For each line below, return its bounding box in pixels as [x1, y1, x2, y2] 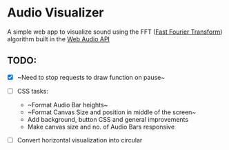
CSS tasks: [17, 87, 48, 95]
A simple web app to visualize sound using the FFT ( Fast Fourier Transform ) [7, 28, 223, 36]
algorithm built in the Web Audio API [7, 34, 110, 43]
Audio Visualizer [7, 5, 104, 21]
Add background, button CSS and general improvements [27, 115, 188, 123]
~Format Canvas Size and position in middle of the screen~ [27, 108, 197, 116]
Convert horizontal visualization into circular [17, 136, 143, 144]
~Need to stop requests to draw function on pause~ [17, 73, 166, 81]
